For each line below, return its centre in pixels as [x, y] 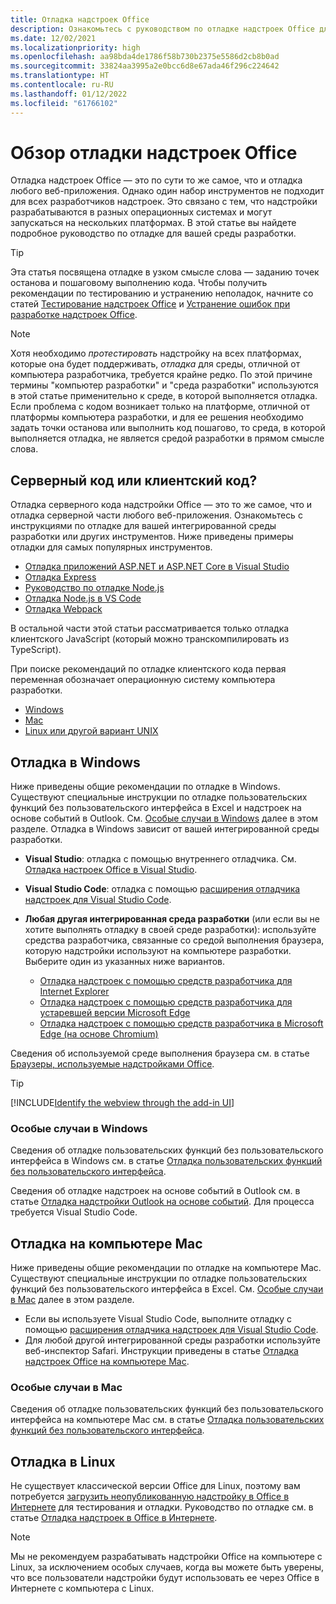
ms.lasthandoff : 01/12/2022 [69, 94]
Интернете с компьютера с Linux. [82, 1588]
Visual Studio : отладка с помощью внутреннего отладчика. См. [160, 859]
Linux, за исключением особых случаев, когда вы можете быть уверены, [167, 1567]
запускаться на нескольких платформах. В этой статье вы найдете [153, 223]
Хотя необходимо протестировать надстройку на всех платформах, [156, 353]
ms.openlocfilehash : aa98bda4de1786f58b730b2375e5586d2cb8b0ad [145, 57]
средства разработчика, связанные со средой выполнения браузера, [174, 940]
